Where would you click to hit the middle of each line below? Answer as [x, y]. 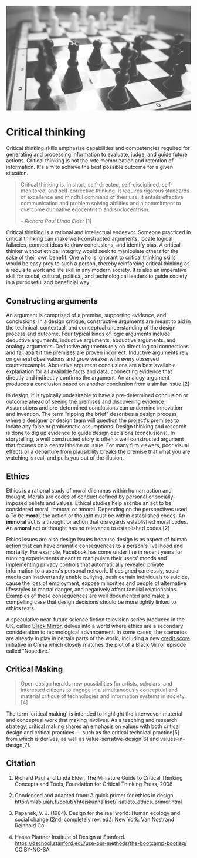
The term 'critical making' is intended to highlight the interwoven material [94, 714]
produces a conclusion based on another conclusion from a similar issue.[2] [98, 384]
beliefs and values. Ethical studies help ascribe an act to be [100, 503]
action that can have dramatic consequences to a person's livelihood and [94, 546]
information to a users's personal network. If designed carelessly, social [93, 571]
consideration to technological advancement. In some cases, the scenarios [97, 632]
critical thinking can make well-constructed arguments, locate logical [89, 239]
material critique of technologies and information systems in [93, 696]
